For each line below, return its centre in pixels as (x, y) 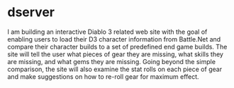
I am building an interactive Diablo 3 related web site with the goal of (107, 32)
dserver (31, 12)
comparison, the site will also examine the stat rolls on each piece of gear (115, 69)
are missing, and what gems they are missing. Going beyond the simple (112, 61)
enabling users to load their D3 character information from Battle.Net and (114, 39)
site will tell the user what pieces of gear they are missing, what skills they (115, 54)
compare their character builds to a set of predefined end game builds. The (117, 46)
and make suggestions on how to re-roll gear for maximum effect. (104, 76)
